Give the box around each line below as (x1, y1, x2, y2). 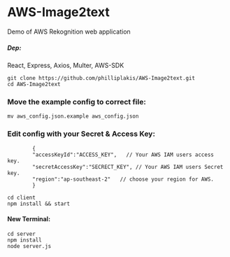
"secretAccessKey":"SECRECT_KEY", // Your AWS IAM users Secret (32, 163, 224, 170)
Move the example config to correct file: (7, 97, 147, 106)
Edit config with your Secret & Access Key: (7, 129, 156, 139)
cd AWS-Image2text (7, 81, 61, 88)
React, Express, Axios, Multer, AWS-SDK (7, 61, 124, 69)
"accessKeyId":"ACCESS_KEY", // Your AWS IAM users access (32, 151, 215, 158)
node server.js (7, 242, 52, 249)
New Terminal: (7, 215, 51, 223)
